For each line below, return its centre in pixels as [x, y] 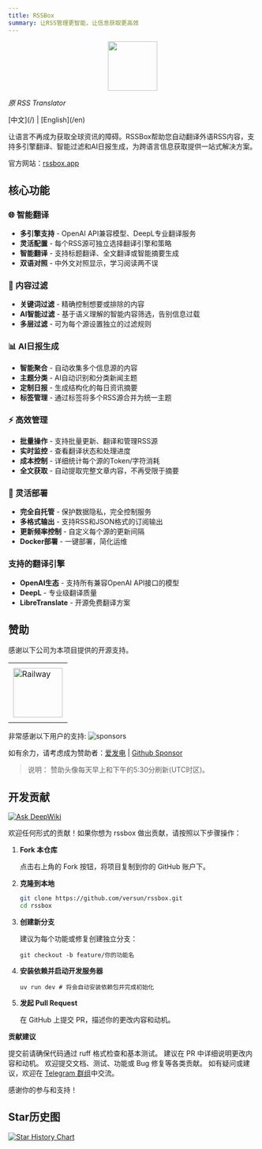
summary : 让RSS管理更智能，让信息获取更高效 [74, 23]
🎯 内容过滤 [28, 285]
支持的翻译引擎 [37, 564]
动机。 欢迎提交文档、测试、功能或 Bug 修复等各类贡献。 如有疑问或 [132, 1064]
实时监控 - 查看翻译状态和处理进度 [75, 451]
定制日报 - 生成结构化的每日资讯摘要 [79, 387]
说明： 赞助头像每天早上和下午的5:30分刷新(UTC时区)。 [118, 770]
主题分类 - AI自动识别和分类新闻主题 [79, 377]
